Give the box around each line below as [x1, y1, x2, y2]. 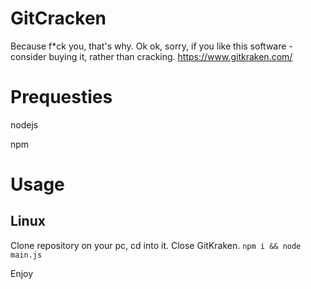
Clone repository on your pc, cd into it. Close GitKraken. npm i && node [10, 239, 302, 251]
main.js [10, 250, 43, 260]
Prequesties [10, 86, 113, 109]
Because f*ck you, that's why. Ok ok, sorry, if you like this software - [10, 40, 293, 52]
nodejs [10, 118, 39, 131]
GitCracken [10, 7, 107, 30]
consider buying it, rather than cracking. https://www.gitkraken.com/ [10, 50, 293, 62]
